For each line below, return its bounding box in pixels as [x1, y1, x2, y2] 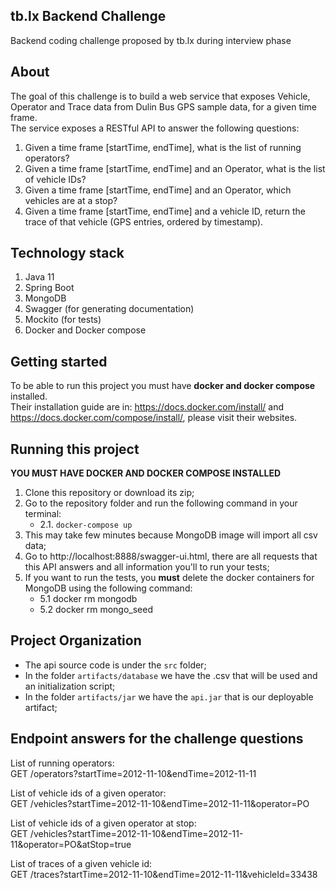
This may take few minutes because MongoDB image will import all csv [24, 529, 318, 541]
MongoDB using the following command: [24, 582, 193, 594]
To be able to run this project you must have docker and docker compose [10, 380, 316, 392]
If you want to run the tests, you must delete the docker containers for [24, 572, 315, 584]
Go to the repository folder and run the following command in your [24, 497, 298, 509]
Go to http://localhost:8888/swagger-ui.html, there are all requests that [24, 550, 318, 563]
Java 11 [24, 271, 55, 283]
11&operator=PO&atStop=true [10, 838, 132, 850]
